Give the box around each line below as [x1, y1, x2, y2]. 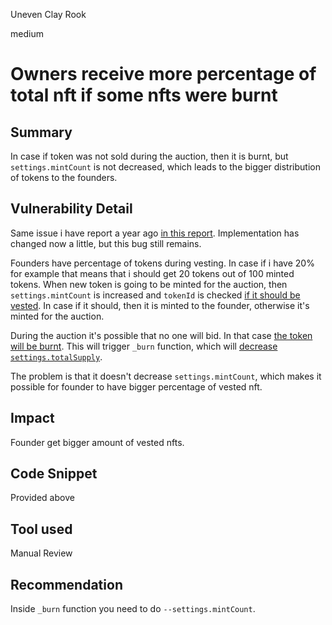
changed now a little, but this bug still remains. [10, 237, 202, 249]
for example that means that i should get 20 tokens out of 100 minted [10, 267, 295, 279]
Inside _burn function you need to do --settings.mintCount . [10, 603, 256, 615]
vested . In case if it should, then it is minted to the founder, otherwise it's [10, 299, 310, 311]
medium [10, 28, 44, 39]
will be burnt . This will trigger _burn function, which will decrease [10, 340, 278, 352]
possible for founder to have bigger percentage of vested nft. [10, 380, 263, 393]
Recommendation [10, 576, 123, 593]
